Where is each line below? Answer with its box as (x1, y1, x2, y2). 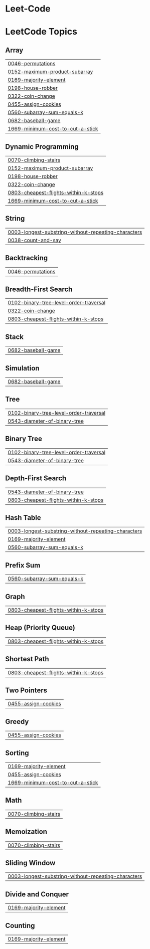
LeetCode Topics (5, 26, 78, 38)
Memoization (5, 828, 48, 836)
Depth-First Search (5, 474, 67, 483)
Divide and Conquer (5, 890, 69, 898)
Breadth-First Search (5, 285, 73, 294)
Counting (5, 921, 35, 930)
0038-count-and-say (8, 237, 61, 244)
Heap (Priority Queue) (5, 624, 75, 632)
